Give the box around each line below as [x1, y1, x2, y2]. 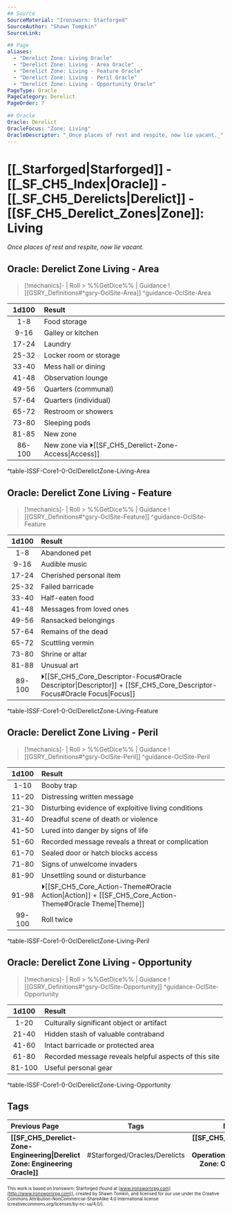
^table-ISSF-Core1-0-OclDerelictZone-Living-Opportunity [7, 1080, 171, 1089]
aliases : [7, 48, 32, 55]
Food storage [43, 317, 88, 327]
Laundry [43, 340, 71, 349]
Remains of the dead [41, 627, 108, 636]
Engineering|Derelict [10, 1150, 81, 1159]
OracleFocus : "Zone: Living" [7, 125, 91, 132]
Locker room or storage [43, 351, 121, 360]
